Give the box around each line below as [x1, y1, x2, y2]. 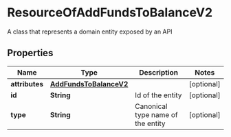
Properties [7, 47, 54, 59]
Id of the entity [135, 90, 182, 100]
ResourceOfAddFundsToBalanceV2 [7, 5, 213, 21]
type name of [135, 110, 178, 119]
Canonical [135, 101, 168, 111]
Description [139, 67, 179, 77]
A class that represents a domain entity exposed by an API [7, 27, 173, 36]
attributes [10, 79, 43, 88]
